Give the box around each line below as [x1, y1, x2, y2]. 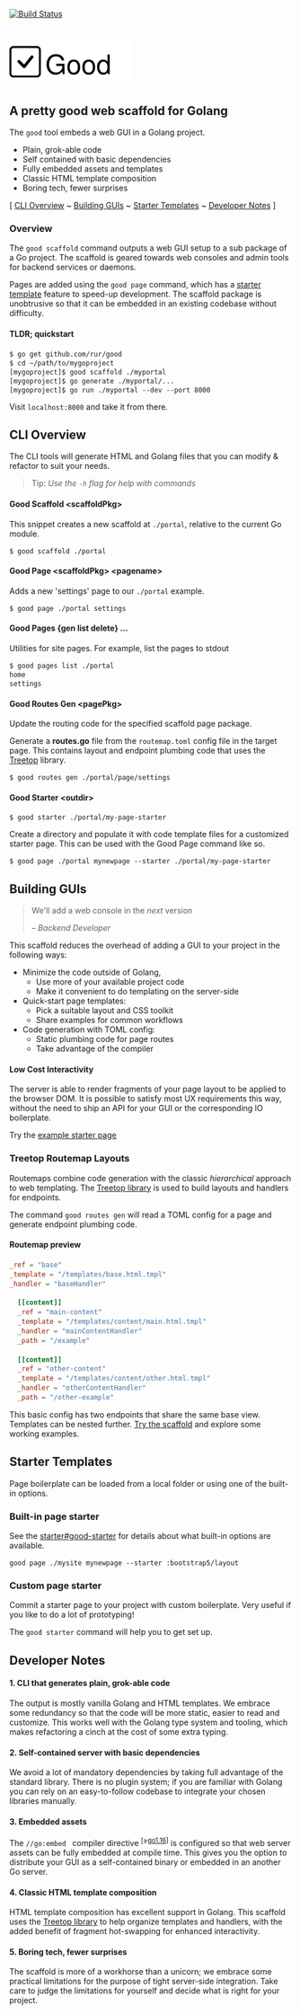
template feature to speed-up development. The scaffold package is [9, 288, 262, 300]
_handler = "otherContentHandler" [17, 1383, 146, 1392]
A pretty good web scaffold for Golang [9, 103, 229, 119]
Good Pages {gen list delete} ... [9, 623, 128, 633]
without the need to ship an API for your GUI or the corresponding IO [9, 1103, 263, 1114]
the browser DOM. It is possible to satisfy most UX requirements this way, [9, 1093, 282, 1104]
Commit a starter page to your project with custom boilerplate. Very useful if [9, 1600, 292, 1611]
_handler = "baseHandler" [9, 1279, 106, 1288]
